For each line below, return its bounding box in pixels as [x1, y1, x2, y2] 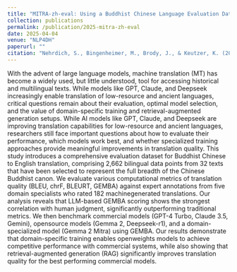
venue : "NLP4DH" [7, 37, 55, 44]
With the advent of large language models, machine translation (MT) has [7, 69, 218, 78]
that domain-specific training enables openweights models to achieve [7, 234, 210, 242]
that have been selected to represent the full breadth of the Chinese [7, 167, 205, 175]
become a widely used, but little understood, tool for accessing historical [7, 76, 219, 85]
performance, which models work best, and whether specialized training [7, 136, 218, 145]
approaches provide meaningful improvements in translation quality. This [7, 144, 219, 153]
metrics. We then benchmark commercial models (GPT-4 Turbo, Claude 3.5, [7, 211, 229, 220]
